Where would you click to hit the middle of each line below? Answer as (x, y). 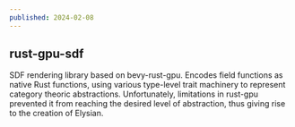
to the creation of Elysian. (56, 114)
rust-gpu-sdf (47, 54)
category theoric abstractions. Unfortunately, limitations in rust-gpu (134, 94)
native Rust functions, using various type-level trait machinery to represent (147, 85)
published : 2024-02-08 (52, 17)
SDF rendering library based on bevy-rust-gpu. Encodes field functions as (146, 75)
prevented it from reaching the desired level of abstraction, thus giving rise (147, 104)
